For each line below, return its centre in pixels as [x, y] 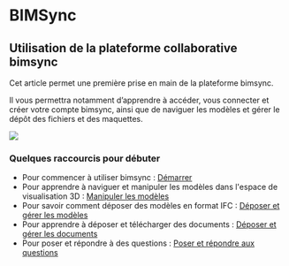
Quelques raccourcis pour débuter [85, 158]
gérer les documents [60, 234]
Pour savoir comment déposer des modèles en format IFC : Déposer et [151, 206]
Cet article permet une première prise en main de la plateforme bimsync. [141, 83]
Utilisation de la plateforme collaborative [123, 48]
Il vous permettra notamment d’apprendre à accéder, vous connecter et [139, 100]
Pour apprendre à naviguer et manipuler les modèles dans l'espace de [150, 187]
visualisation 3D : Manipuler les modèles [95, 196]
